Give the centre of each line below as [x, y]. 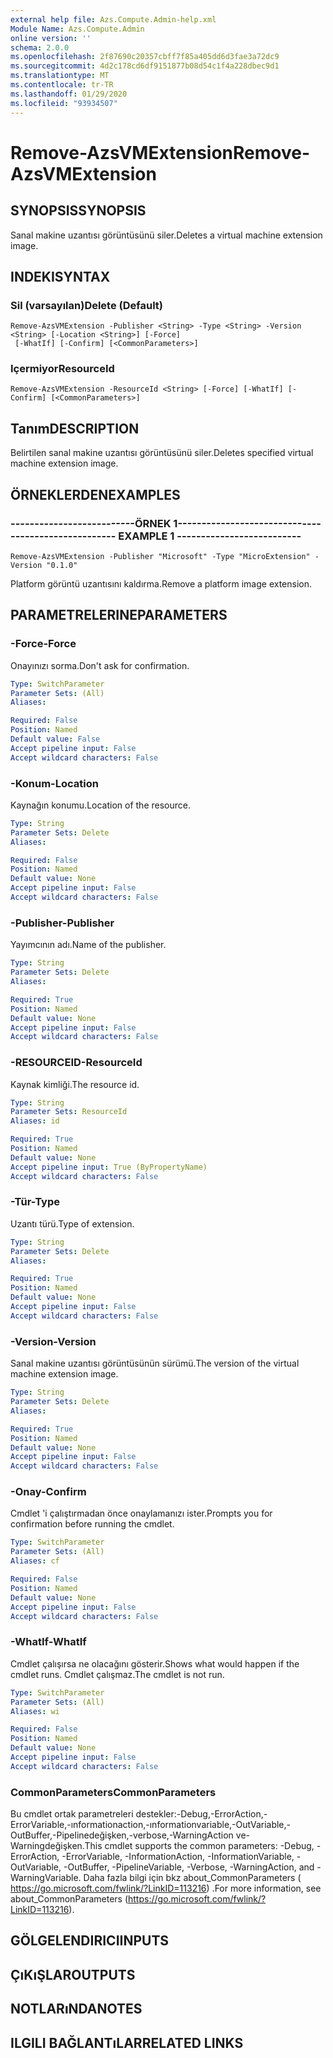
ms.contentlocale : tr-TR [62, 85]
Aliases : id [35, 1121]
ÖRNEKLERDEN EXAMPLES [95, 494]
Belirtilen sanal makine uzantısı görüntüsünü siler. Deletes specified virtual [162, 453]
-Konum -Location [54, 783]
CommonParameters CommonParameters [113, 1792]
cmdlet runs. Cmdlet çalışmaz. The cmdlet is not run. [117, 1674]
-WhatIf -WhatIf [48, 1642]
